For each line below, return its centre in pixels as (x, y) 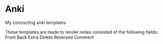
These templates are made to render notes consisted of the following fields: (82, 32)
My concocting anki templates (36, 22)
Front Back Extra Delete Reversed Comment (50, 37)
